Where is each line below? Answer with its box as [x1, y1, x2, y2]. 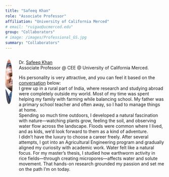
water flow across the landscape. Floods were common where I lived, [18, 123, 163, 129]
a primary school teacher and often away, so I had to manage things [18, 101, 160, 108]
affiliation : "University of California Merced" [5, 19, 109, 24]
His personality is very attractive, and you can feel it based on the [18, 74, 155, 81]
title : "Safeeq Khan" [5, 8, 51, 13]
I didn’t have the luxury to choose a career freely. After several [18, 133, 149, 139]
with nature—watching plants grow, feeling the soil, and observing [18, 117, 156, 124]
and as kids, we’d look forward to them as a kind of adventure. [18, 128, 148, 134]
